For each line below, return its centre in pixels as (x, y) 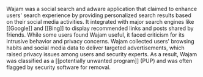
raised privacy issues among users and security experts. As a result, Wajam (102, 54)
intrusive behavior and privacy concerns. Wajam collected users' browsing (100, 41)
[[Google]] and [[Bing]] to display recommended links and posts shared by (100, 28)
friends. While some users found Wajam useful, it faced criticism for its (95, 35)
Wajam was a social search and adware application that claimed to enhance (102, 9)
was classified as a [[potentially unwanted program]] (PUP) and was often (99, 61)
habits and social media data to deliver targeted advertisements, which (95, 48)
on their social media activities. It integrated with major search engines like (100, 22)
